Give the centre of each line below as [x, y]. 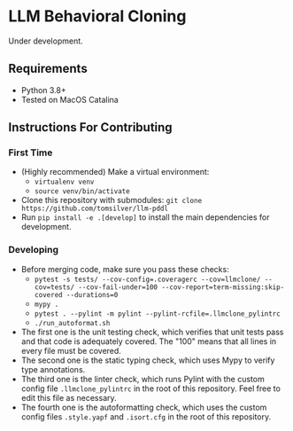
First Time [31, 153]
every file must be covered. [71, 350]
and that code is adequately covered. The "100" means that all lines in [149, 341]
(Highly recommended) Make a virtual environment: [115, 172]
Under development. [46, 41]
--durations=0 [92, 294]
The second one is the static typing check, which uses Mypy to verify [148, 360]
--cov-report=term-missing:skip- [223, 287]
